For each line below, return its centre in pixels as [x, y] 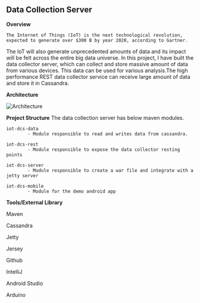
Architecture [22, 94]
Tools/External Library [34, 202]
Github [14, 260]
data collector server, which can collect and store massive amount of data [97, 64]
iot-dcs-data [22, 129]
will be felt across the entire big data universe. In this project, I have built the [100, 58]
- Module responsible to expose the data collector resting [104, 149]
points [14, 154]
